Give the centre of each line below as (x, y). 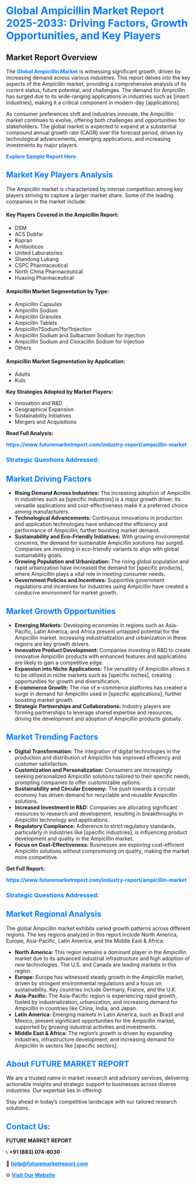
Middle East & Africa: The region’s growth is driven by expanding (93, 1033)
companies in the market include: (46, 201)
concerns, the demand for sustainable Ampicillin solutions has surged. (99, 543)
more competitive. (36, 857)
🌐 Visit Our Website (31, 1175)
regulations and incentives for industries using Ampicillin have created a (101, 586)
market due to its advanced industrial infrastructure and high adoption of (102, 958)
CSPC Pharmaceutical (41, 266)
